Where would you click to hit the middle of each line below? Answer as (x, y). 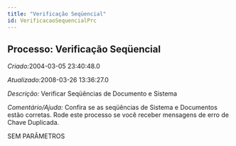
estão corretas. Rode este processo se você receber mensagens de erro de (118, 115)
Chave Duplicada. (33, 123)
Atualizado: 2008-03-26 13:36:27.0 (58, 80)
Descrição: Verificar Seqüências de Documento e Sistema (92, 94)
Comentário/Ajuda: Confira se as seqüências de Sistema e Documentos (113, 108)
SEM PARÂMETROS (36, 136)
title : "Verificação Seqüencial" (57, 14)
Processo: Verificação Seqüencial (84, 49)
